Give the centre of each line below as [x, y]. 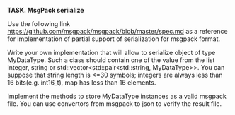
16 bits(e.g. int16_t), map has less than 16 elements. [82, 83]
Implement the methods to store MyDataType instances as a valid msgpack [117, 96]
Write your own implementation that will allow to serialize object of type [111, 53]
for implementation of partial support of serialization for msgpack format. [114, 39]
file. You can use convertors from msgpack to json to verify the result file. [115, 104]
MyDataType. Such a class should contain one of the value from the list [111, 60]
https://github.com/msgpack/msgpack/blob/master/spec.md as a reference [117, 31]
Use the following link [39, 24]
